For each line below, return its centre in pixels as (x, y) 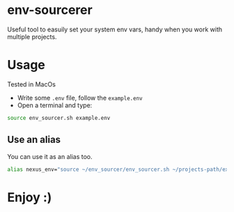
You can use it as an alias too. (50, 156)
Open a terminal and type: (55, 105)
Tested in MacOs (31, 84)
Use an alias (34, 140)
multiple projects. (32, 36)
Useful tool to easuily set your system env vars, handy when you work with (115, 29)
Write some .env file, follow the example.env (80, 98)
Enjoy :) (30, 197)
